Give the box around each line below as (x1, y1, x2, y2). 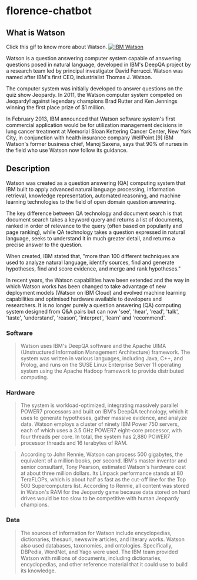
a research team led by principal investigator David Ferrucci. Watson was (6, 67, 183, 74)
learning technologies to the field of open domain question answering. (6, 198, 176, 205)
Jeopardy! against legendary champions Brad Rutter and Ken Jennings (6, 97, 178, 105)
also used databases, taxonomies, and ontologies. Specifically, (20, 542, 173, 549)
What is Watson (6, 28, 66, 38)
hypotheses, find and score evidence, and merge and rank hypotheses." (6, 265, 181, 272)
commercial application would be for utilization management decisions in (6, 122, 183, 128)
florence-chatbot (6, 4, 92, 18)
